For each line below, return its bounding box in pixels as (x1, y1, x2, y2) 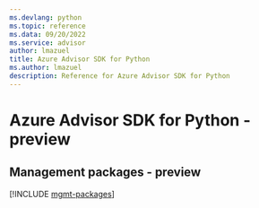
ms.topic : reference (9, 22, 87, 30)
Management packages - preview (9, 165, 202, 180)
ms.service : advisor (9, 38, 87, 48)
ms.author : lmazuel (9, 64, 82, 73)
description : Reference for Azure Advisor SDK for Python (9, 72, 230, 81)
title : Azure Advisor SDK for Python (9, 55, 151, 64)
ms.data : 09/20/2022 (9, 30, 87, 39)
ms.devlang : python (9, 13, 82, 22)
